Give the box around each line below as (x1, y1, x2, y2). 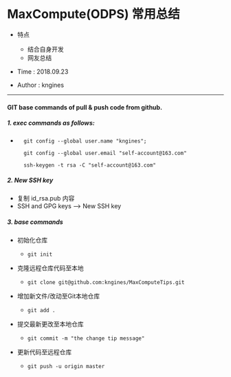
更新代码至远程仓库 (16, 348, 72, 356)
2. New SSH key (7, 176, 54, 185)
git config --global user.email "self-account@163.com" (23, 150, 187, 156)
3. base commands (7, 218, 63, 226)
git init (27, 251, 53, 258)
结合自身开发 (27, 45, 64, 53)
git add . (27, 307, 56, 314)
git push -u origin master (27, 363, 105, 370)
